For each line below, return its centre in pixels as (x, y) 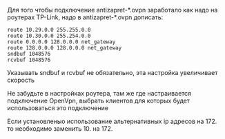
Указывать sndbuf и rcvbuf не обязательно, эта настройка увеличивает (112, 73)
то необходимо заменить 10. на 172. (60, 129)
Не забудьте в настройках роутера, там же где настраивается (99, 93)
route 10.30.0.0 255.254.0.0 (49, 36)
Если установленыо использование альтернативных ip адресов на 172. (112, 121)
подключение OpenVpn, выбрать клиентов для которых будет (99, 100)
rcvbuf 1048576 (29, 60)
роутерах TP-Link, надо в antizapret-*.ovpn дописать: (85, 17)
